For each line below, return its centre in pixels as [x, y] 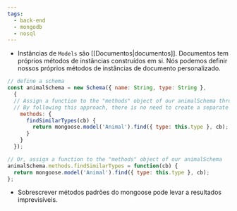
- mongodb [28, 27]
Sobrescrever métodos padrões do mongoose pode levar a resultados [120, 192]
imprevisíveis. [37, 200]
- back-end [30, 20]
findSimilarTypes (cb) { [61, 120]
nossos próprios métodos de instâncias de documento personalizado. [119, 68]
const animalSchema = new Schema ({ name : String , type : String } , [107, 88]
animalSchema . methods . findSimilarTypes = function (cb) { [93, 166]
